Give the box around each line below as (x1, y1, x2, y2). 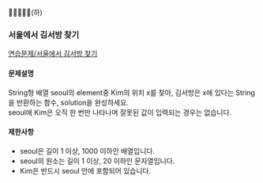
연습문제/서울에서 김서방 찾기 (8, 49, 98, 59)
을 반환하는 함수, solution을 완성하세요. (8, 97, 129, 107)
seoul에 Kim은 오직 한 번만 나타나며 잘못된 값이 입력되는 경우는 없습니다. (8, 107, 232, 117)
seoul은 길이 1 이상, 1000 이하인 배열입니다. (19, 146, 156, 155)
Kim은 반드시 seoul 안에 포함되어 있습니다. (19, 166, 152, 175)
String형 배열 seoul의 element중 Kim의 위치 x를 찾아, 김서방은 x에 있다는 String (8, 87, 255, 97)
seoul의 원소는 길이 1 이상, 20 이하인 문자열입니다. (19, 156, 175, 166)
